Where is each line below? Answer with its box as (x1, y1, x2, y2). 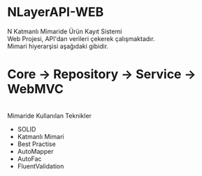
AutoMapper (17, 147, 54, 155)
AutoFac (17, 154, 42, 163)
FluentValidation (17, 161, 64, 170)
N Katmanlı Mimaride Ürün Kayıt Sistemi (7, 27, 122, 35)
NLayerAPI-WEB (7, 4, 104, 20)
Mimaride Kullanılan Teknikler (7, 111, 92, 120)
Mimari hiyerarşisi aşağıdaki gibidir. (7, 42, 109, 50)
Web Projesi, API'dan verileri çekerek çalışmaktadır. (7, 34, 155, 42)
